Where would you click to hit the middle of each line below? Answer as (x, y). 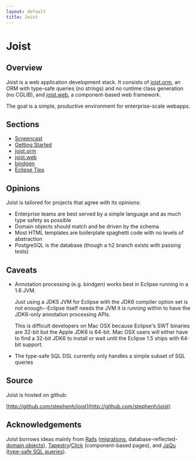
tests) (21, 251)
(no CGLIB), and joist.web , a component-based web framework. (84, 94)
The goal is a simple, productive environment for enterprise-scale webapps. (98, 106)
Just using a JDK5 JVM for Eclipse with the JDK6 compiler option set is (101, 301)
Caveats (21, 270)
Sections (23, 124)
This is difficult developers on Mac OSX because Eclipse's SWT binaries (102, 326)
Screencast (29, 138)
